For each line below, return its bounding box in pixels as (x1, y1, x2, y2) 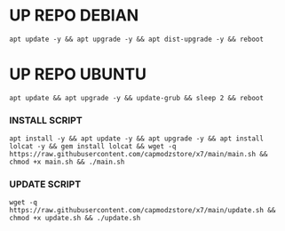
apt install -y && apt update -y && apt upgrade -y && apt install (9, 134, 265, 143)
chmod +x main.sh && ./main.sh (9, 157, 125, 167)
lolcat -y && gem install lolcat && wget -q (9, 142, 177, 151)
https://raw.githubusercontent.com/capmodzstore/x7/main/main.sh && (9, 150, 268, 159)
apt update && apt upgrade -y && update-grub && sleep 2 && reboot (9, 93, 265, 102)
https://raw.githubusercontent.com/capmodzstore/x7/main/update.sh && (9, 206, 276, 215)
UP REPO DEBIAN (9, 5, 139, 26)
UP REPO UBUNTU (9, 64, 147, 84)
